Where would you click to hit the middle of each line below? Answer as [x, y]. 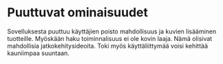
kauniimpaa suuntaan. [39, 53]
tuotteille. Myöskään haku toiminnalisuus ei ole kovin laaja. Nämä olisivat [110, 38]
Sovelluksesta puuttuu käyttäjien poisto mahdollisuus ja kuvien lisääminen [112, 31]
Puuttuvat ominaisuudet [78, 13]
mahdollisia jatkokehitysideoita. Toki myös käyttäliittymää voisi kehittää [108, 46]
